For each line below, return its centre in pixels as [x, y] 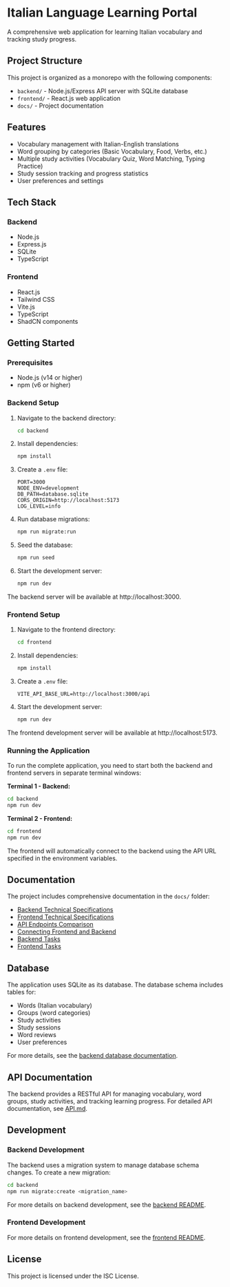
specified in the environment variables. [62, 858]
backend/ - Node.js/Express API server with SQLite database [103, 90]
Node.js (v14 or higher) [50, 378]
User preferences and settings [60, 180]
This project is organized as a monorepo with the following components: [109, 77]
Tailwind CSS [36, 299]
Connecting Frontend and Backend [66, 932]
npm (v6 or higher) [44, 385]
